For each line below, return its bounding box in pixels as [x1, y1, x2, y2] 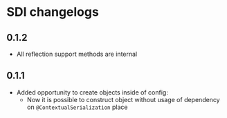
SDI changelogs [6, 4, 100, 20]
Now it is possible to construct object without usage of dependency [26, 95, 220, 104]
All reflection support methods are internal [16, 50, 138, 58]
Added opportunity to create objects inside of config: [16, 88, 169, 97]
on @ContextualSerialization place [26, 103, 128, 111]
